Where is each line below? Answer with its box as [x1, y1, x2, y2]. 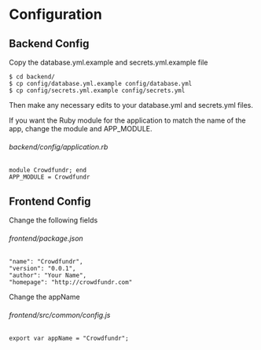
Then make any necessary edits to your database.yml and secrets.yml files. [9, 101, 254, 109]
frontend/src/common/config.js [9, 310, 111, 319]
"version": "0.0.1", [9, 265, 77, 273]
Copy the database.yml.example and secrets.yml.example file [9, 57, 208, 67]
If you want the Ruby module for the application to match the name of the [9, 116, 246, 125]
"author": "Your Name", [9, 271, 87, 280]
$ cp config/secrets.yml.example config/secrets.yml [9, 87, 186, 94]
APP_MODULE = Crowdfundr [9, 173, 90, 182]
